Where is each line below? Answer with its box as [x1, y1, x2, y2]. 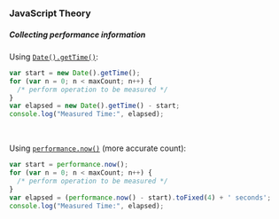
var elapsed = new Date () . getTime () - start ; [9, 101, 180, 111]
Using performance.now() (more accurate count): [9, 143, 187, 153]
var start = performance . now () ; [9, 160, 128, 169]
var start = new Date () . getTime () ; [9, 68, 141, 77]
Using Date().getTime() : [9, 51, 99, 62]
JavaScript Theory [9, 7, 91, 20]
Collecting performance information [9, 29, 146, 40]
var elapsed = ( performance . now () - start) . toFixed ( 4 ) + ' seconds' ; [9, 193, 272, 202]
